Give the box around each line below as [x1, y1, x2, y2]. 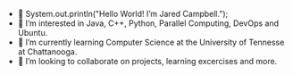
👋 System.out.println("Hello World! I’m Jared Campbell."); [17, 9, 229, 19]
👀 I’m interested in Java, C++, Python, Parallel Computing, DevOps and [17, 18, 280, 29]
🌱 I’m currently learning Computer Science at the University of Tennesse [17, 37, 285, 47]
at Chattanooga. [17, 46, 78, 57]
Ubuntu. [17, 28, 48, 37]
